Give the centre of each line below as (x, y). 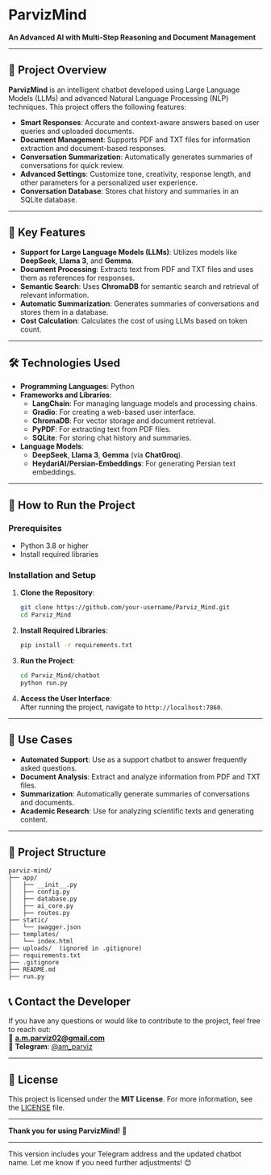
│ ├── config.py (39, 892)
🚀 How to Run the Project (72, 505)
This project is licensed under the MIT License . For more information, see (131, 1098)
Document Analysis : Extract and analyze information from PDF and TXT (140, 776)
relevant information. (54, 295)
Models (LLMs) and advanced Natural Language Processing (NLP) (119, 98)
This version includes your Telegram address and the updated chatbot (125, 1154)
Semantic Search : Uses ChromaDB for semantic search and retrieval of (140, 286)
